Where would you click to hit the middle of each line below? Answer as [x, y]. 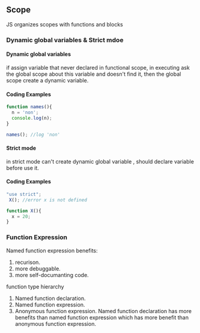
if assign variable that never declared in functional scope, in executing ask [98, 67]
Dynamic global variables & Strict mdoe [65, 40]
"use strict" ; [24, 194]
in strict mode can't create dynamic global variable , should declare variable [100, 161]
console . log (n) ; [32, 118]
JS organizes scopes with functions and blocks [65, 24]
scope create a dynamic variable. [47, 80]
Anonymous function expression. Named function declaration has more [103, 311]
